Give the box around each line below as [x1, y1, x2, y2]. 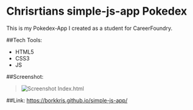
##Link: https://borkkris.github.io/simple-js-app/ [6, 97, 128, 104]
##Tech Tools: [6, 36, 43, 43]
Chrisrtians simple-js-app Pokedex [6, 4, 188, 18]
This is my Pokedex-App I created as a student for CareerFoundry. [6, 24, 172, 32]
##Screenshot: [6, 73, 44, 80]
